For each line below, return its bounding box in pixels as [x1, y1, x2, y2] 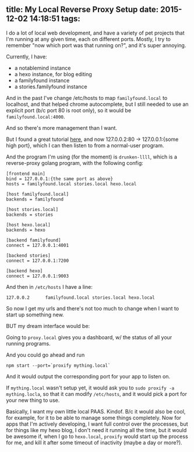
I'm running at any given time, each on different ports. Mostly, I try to [6, 35, 171, 43]
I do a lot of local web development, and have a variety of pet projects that [6, 29, 185, 36]
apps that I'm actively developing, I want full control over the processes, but [6, 420, 188, 427]
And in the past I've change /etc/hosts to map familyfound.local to [6, 94, 168, 101]
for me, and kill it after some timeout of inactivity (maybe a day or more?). [6, 439, 182, 446]
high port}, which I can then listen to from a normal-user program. [6, 142, 164, 149]
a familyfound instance [14, 77, 70, 84]
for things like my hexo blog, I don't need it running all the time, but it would [6, 426, 187, 433]
